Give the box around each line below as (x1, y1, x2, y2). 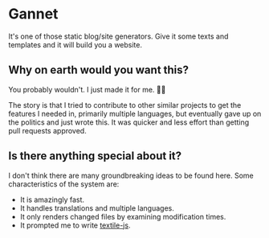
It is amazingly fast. (19, 195, 85, 204)
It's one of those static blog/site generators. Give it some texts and (8, 31, 229, 41)
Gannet (8, 5, 59, 23)
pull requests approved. (8, 125, 87, 135)
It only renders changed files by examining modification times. (19, 211, 226, 221)
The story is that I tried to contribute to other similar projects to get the (8, 100, 242, 109)
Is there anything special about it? (8, 150, 182, 163)
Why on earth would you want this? (8, 64, 190, 77)
